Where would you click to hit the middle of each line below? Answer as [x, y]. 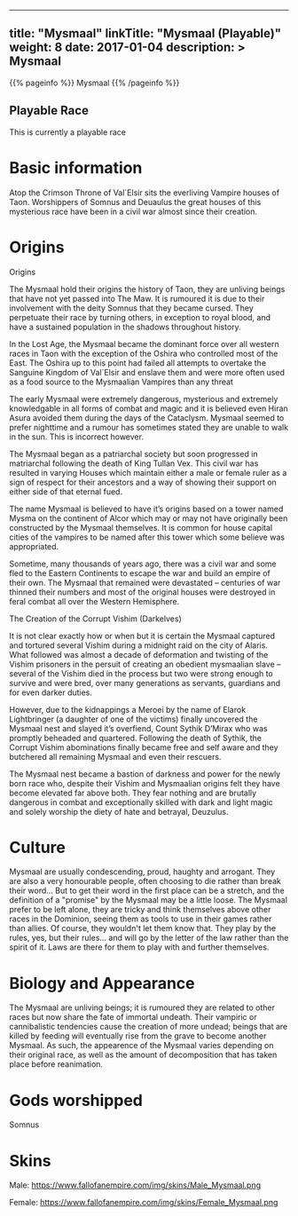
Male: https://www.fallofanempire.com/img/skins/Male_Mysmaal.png [135, 1185]
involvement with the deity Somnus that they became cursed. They [132, 308]
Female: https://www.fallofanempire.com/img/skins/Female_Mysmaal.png [144, 1203]
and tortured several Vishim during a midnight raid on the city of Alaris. [139, 645]
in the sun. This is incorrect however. [77, 437]
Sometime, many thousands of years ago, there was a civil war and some [143, 564]
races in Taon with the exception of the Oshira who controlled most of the [144, 353]
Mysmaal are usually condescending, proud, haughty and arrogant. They [142, 872]
